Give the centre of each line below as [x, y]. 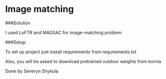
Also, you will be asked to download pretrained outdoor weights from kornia [83, 61]
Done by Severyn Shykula [32, 71]
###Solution [18, 23]
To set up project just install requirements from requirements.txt [71, 52]
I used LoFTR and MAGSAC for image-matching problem [63, 32]
